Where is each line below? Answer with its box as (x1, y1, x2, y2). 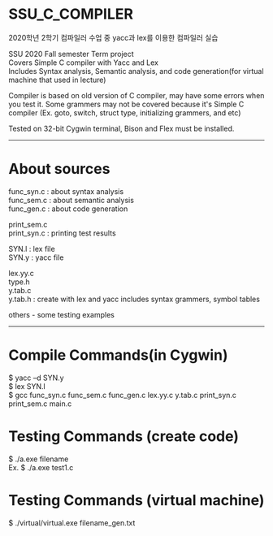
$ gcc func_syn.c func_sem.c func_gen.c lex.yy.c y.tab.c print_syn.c (8, 390, 237, 400)
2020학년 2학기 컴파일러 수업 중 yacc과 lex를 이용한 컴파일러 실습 (8, 32, 219, 42)
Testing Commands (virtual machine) (8, 491, 265, 509)
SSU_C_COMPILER (8, 5, 134, 24)
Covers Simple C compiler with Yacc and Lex (8, 58, 158, 67)
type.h (8, 277, 30, 287)
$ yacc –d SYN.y (8, 373, 64, 383)
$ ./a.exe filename (8, 454, 69, 464)
